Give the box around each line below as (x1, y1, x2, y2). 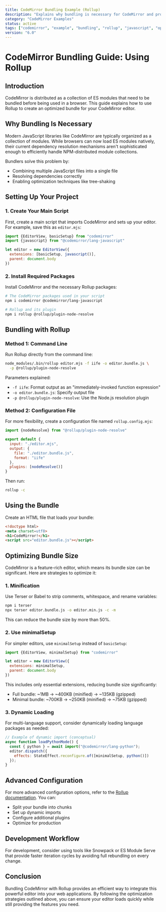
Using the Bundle (5, 501, 59, 510)
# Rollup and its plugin (5, 307, 56, 312)
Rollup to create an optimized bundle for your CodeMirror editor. (5, 105, 136, 111)
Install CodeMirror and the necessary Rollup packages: (5, 284, 117, 290)
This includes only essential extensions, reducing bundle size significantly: (5, 681, 157, 687)
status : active (5, 21, 37, 26)
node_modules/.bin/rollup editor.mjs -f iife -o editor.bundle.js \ (5, 361, 149, 366)
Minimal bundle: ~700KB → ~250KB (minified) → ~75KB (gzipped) (12, 696, 147, 702)
